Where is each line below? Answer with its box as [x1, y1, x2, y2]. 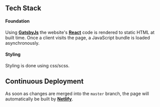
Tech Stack [5, 4, 41, 13]
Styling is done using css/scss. [5, 62, 70, 68]
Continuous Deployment [5, 77, 84, 86]
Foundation [5, 18, 30, 24]
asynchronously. [5, 40, 40, 46]
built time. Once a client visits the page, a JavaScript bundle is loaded [5, 35, 150, 41]
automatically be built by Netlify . [5, 95, 73, 102]
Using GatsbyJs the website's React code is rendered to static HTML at [5, 29, 155, 35]
